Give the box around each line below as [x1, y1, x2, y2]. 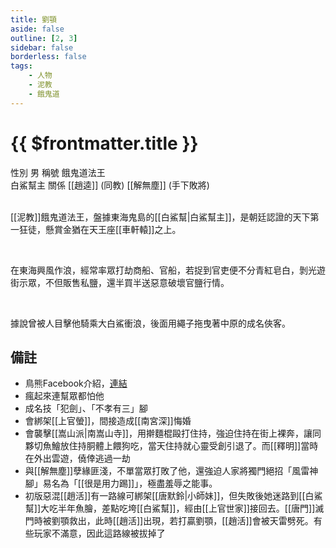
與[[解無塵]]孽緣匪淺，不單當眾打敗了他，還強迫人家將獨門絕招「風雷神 [24, 465, 319, 477]
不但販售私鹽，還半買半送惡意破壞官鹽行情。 [44, 276, 230, 288]
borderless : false [10, 52, 87, 62]
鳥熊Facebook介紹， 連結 [24, 377, 128, 390]
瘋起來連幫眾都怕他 [24, 390, 105, 402]
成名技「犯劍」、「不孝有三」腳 [24, 402, 148, 415]
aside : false [10, 24, 65, 34]
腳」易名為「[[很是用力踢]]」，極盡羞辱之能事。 [24, 477, 218, 490]
